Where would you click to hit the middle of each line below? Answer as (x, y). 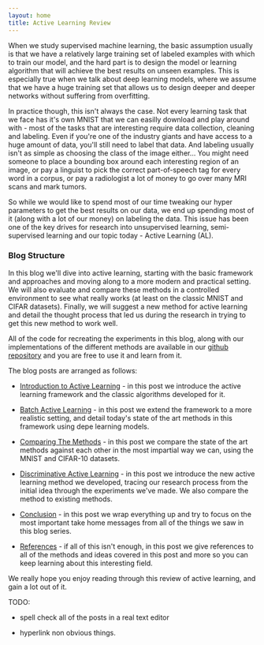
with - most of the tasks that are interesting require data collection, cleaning (131, 128)
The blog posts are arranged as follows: (73, 370)
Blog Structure (37, 256)
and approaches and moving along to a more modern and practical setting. (130, 281)
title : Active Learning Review (59, 23)
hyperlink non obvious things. (67, 632)
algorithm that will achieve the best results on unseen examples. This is (124, 70)
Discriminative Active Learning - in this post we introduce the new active (137, 474)
